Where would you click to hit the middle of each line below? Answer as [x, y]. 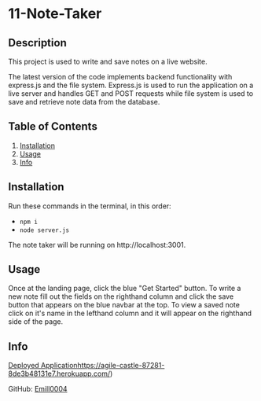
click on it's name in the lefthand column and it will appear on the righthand [130, 313]
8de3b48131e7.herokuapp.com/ [59, 373]
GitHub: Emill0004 [38, 389]
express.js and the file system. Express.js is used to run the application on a [131, 85]
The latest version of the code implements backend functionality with [120, 77]
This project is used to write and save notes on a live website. [108, 61]
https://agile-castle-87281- [121, 366]
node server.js [44, 230]
